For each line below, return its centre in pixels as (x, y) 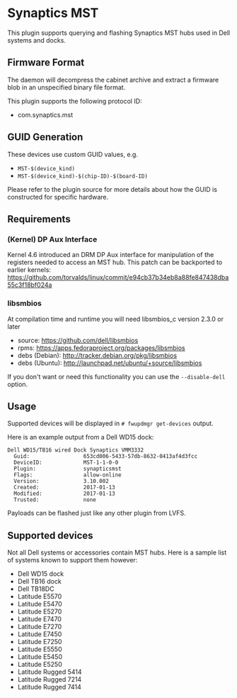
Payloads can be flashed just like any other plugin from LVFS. (97, 513)
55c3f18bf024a (30, 285)
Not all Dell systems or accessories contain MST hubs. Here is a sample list (117, 552)
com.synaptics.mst (45, 114)
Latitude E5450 (40, 657)
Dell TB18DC (36, 589)
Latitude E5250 (40, 665)
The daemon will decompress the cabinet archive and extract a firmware (113, 80)
